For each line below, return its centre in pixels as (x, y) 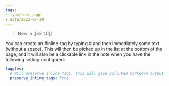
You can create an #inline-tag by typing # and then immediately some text (82, 44)
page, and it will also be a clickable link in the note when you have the (78, 54)
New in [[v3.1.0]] (35, 34)
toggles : (14, 69)
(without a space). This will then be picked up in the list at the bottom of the (84, 49)
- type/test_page (24, 15)
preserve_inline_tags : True (39, 78)
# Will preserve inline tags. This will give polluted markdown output (87, 74)
